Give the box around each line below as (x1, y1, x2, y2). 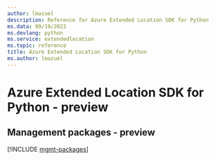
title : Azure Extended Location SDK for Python (7, 49, 147, 56)
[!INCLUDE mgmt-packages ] (7, 145, 89, 153)
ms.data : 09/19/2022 (7, 23, 67, 30)
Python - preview (7, 99, 109, 114)
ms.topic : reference (7, 42, 67, 49)
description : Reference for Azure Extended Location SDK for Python (7, 17, 209, 23)
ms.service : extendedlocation (7, 36, 95, 43)
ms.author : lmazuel (7, 55, 64, 62)
